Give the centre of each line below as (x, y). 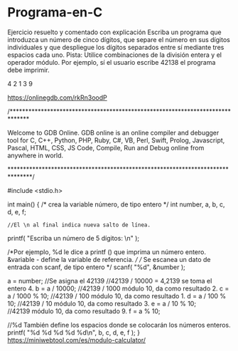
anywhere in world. (36, 155)
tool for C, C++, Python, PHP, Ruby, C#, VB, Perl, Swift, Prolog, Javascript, (116, 140)
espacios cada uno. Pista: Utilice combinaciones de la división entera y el (115, 55)
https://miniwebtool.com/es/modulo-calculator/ (77, 340)
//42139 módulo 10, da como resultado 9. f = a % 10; (84, 311)
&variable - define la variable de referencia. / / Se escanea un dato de (109, 259)
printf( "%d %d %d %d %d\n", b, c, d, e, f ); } (74, 332)
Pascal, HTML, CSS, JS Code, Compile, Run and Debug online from (106, 147)
